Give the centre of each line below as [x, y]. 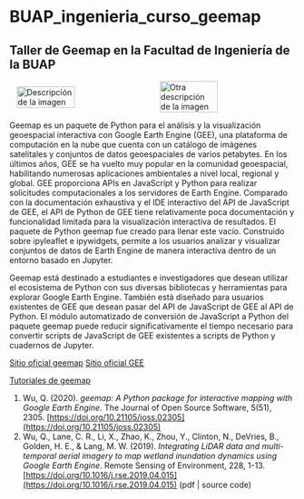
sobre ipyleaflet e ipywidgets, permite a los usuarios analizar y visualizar [145, 241]
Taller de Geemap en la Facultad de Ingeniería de [150, 50]
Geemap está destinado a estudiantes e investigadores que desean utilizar [149, 278]
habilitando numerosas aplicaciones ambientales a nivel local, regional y [144, 173]
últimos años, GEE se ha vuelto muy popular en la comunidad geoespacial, [149, 164]
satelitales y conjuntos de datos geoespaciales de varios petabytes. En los [148, 154]
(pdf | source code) [216, 484]
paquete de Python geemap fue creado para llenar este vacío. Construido [147, 231]
